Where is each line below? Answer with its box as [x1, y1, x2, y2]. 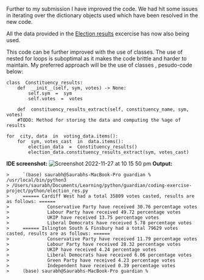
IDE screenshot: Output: [6, 160, 173, 167]
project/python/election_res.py [6, 188, 88, 194]
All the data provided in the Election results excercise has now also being [6, 30, 190, 37]
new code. [6, 18, 33, 25]
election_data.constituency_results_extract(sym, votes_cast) [28, 149, 189, 155]
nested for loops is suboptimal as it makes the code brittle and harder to [6, 55, 187, 62]
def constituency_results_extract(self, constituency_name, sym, [17, 106, 189, 112]
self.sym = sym [28, 90, 72, 97]
